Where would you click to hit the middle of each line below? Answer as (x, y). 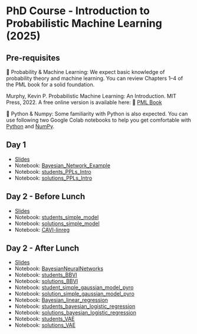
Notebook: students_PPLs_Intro (53, 171)
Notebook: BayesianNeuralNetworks (59, 269)
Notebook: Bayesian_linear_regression (61, 300)
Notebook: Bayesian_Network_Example (63, 165)
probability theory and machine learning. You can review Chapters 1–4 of (95, 78)
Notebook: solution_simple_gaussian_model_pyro (74, 294)
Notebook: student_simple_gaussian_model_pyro (74, 287)
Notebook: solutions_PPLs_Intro (53, 178)
